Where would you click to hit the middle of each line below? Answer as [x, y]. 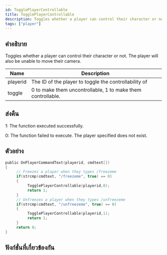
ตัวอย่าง [14, 151]
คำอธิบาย [16, 44]
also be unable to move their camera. [43, 61]
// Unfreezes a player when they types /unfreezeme [71, 200]
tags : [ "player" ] [23, 24]
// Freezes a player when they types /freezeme [66, 172]
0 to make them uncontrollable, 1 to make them [86, 90]
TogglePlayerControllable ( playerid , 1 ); [69, 214]
